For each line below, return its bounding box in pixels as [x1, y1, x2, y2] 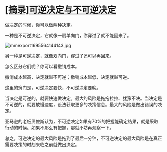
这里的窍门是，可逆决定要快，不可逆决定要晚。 [5, 84, 101, 90]
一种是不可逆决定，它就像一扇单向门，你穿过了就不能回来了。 [5, 32, 132, 38]
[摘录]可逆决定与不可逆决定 [5, 4, 117, 16]
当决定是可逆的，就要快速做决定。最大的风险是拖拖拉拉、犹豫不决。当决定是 [5, 95, 162, 101]
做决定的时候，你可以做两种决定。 [5, 22, 75, 28]
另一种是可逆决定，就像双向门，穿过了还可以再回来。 [5, 53, 114, 59]
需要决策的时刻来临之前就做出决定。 [5, 141, 80, 147]
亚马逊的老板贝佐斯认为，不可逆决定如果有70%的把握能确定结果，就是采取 [5, 118, 159, 124]
